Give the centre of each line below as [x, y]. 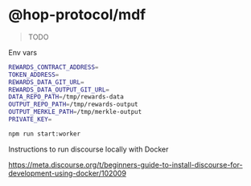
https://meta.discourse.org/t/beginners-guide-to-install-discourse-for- [125, 164]
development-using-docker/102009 [68, 173]
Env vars [23, 52]
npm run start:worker [45, 134]
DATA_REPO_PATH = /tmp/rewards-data [66, 97]
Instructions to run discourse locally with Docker [88, 149]
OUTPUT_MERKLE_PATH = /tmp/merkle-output [75, 112]
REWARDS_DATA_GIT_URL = [46, 82]
